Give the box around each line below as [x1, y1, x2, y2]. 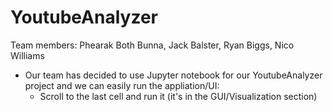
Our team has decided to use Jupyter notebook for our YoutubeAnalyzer [24, 69, 323, 81]
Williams [10, 49, 45, 61]
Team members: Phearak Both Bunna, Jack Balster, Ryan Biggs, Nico [10, 39, 295, 51]
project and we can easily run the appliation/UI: [24, 79, 220, 91]
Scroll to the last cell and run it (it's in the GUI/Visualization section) [39, 90, 318, 102]
